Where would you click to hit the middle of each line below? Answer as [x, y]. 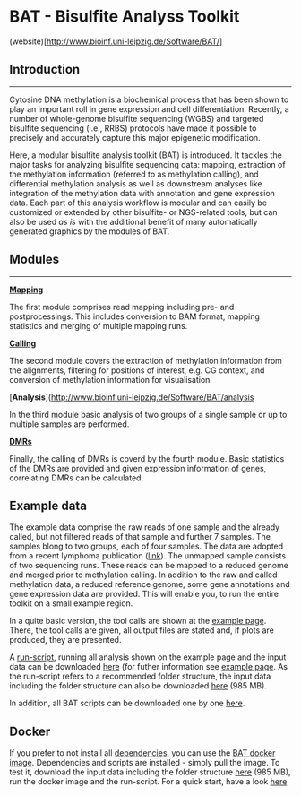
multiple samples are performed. [69, 424]
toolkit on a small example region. [71, 603]
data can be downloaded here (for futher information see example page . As [149, 667]
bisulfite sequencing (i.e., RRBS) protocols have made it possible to [133, 128]
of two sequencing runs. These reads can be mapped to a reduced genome [149, 566]
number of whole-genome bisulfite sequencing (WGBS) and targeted [137, 118]
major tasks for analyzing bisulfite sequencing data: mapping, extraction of [147, 164]
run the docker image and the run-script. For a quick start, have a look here [148, 782]
